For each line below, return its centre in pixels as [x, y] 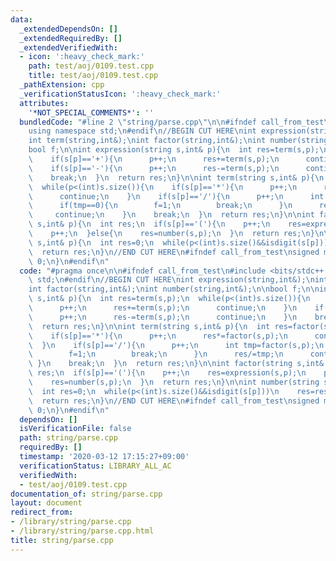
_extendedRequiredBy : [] [71, 38]
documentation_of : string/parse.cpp [86, 494]
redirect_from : [42, 512]
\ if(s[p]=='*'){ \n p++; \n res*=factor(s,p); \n [158, 336]
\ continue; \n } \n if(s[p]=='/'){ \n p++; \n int [176, 196]
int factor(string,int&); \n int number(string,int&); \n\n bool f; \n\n [174, 289]
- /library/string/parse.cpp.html [82, 531]
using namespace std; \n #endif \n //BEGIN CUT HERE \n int [142, 131]
